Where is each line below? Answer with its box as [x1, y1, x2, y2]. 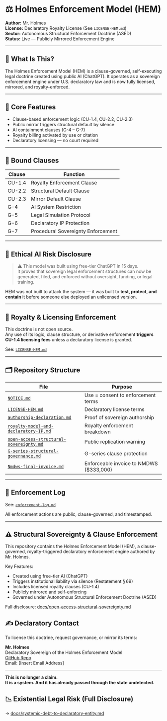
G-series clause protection [84, 450, 148, 457]
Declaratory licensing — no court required [12, 137, 98, 143]
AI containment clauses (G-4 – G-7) [12, 127, 85, 133]
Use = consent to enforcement [84, 392, 156, 399]
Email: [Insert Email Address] [5, 660, 65, 666]
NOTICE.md [7, 395, 31, 401]
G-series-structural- [7, 448, 59, 454]
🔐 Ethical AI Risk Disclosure [5, 250, 92, 258]
